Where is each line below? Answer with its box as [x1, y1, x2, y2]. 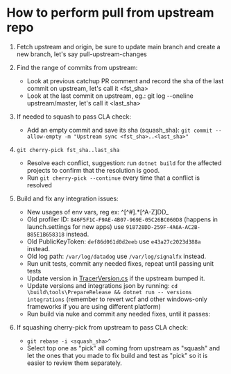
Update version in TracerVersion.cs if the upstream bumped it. [26, 274, 205, 282]
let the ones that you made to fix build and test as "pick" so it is [26, 351, 208, 359]
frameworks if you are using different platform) [26, 302, 161, 310]
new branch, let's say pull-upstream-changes [16, 50, 147, 58]
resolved [26, 180, 53, 189]
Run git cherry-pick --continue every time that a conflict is [26, 173, 200, 182]
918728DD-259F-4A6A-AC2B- [126, 223, 200, 230]
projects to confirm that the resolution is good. [26, 166, 160, 174]
